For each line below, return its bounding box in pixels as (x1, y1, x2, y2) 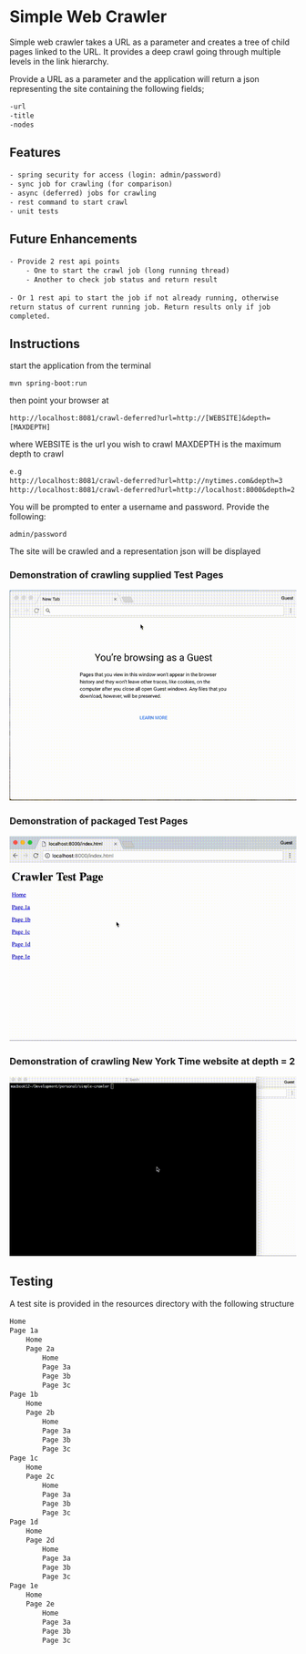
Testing (9, 1274, 54, 1289)
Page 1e (9, 1581, 39, 1590)
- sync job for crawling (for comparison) (9, 180, 173, 189)
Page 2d (25, 1536, 55, 1545)
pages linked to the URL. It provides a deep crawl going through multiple (9, 46, 281, 57)
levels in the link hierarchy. (9, 56, 109, 67)
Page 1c (9, 1454, 39, 1463)
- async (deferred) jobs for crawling (9, 189, 157, 198)
